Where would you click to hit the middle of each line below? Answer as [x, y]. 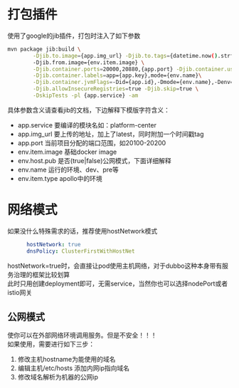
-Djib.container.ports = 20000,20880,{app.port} [103, 69]
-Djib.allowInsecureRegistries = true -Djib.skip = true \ [116, 89]
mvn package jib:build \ [44, 49]
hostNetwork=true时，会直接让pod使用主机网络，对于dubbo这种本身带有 [115, 266]
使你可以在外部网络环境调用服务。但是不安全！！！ [82, 335]
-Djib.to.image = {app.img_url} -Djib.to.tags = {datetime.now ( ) [126, 56]
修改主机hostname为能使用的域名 [67, 360]
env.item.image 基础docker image [67, 152]
